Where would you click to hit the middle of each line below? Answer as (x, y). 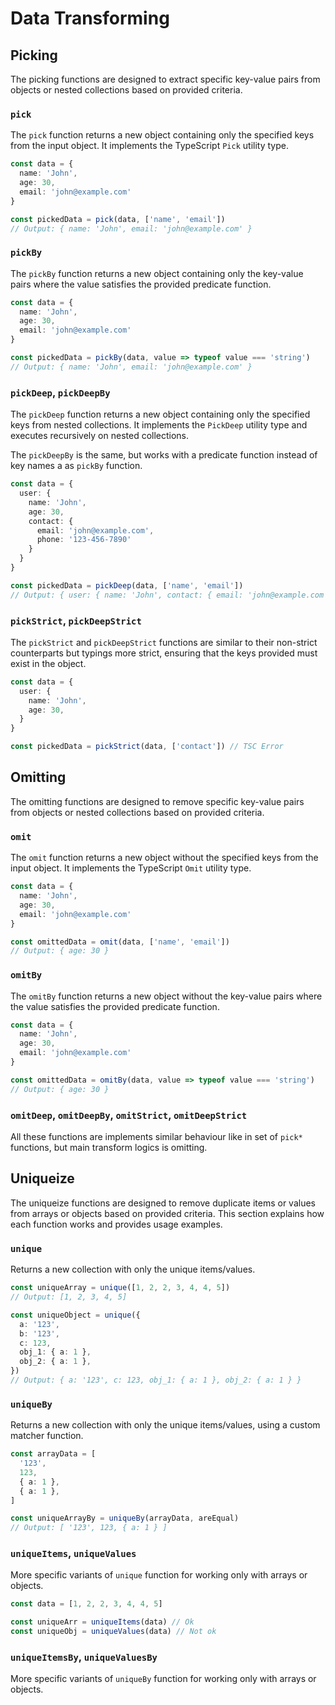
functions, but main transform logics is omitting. (109, 1148)
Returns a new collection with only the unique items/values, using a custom (165, 1425)
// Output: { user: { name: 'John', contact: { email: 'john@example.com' (169, 595)
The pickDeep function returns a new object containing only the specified (160, 414)
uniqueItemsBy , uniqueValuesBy (84, 1657)
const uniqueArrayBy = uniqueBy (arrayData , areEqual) (125, 1518)
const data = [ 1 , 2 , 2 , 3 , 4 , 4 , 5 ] (86, 1604)
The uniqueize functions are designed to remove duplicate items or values (163, 1203)
